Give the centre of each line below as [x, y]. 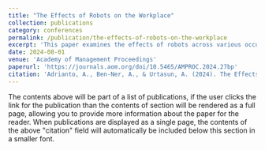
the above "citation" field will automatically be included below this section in [132, 130]
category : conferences [45, 30]
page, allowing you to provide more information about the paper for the [123, 113]
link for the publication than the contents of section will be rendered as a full [132, 105]
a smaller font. [32, 138]
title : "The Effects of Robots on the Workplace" [91, 15]
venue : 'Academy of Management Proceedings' [82, 60]
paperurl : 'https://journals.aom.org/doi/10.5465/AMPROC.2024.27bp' [123, 67]
